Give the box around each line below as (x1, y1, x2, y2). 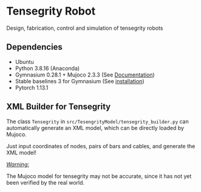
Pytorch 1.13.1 (15, 84, 49, 91)
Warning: (6, 160, 29, 168)
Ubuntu (15, 58, 35, 65)
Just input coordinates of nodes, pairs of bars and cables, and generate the (6, 142, 196, 149)
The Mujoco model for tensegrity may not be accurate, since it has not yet (6, 172, 192, 180)
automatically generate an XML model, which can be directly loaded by (6, 124, 184, 131)
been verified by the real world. (6, 179, 85, 186)
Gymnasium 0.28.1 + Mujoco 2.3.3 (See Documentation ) (15, 71, 155, 78)
